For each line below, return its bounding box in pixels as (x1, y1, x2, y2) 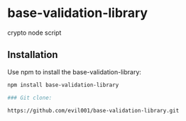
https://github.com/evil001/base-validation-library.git (7, 107, 180, 114)
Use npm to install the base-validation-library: (7, 67, 142, 76)
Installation (7, 49, 58, 61)
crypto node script (7, 28, 62, 37)
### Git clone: (7, 94, 53, 101)
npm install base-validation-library (7, 81, 119, 88)
